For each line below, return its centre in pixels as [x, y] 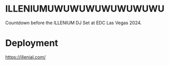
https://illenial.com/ [25, 57]
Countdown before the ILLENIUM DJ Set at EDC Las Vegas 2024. [74, 23]
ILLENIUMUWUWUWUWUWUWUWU [85, 9]
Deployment [32, 43]
